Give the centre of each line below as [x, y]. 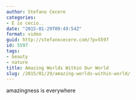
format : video [24, 34]
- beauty [17, 57]
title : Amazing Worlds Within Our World [58, 68]
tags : [13, 51]
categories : [21, 17]
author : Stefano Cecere [36, 12]
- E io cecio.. [25, 23]
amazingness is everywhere [41, 90]
